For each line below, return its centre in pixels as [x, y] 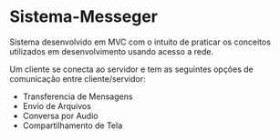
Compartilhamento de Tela [73, 125]
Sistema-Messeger [83, 17]
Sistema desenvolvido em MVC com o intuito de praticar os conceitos [140, 42]
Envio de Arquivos [57, 105]
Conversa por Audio [60, 115]
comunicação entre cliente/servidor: [78, 78]
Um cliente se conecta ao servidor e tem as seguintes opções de [131, 69]
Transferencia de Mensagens [78, 96]
